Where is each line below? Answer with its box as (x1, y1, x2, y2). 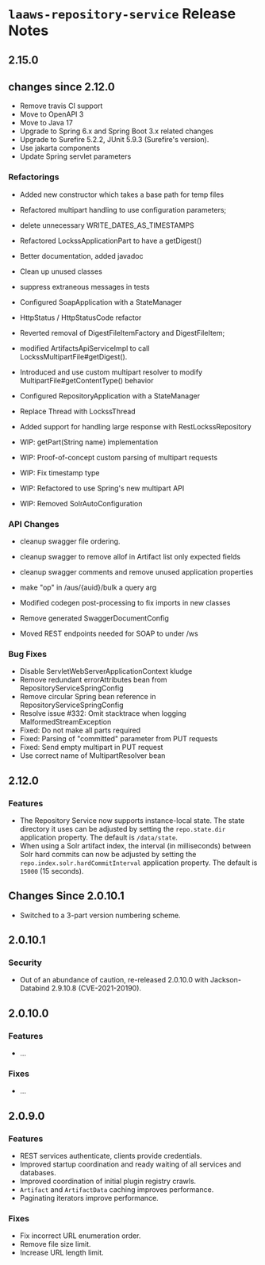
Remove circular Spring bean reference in (19, 692, 156, 702)
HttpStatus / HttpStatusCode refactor (19, 313, 142, 322)
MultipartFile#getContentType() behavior (19, 375, 154, 385)
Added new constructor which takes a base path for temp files (19, 190, 225, 199)
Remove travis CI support (19, 101, 103, 111)
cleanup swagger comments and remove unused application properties (19, 567, 254, 576)
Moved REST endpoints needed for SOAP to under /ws (19, 629, 198, 638)
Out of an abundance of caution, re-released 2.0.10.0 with (19, 975, 209, 985)
